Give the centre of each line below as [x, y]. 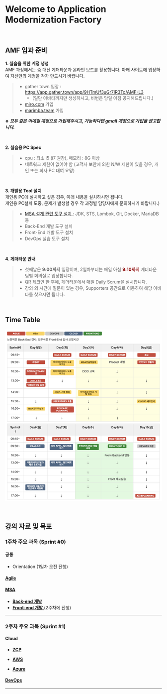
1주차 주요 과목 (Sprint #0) [36, 542]
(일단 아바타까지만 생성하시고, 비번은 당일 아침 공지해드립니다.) [93, 98]
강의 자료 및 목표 [29, 526]
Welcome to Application [56, 9]
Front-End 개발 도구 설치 [49, 232]
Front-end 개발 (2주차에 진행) [42, 607]
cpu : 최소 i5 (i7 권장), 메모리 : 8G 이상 [62, 158]
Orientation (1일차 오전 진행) [40, 567]
